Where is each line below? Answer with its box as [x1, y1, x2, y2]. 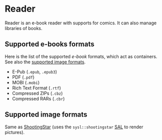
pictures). [5, 129, 25, 135]
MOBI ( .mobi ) [12, 79, 40, 85]
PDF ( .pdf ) [12, 74, 35, 80]
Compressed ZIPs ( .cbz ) [12, 90, 63, 96]
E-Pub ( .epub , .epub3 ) [12, 68, 58, 75]
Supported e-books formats [5, 40, 94, 49]
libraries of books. [5, 25, 42, 31]
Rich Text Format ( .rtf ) [12, 85, 61, 91]
